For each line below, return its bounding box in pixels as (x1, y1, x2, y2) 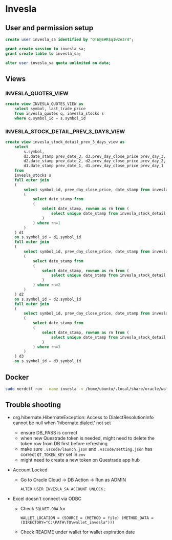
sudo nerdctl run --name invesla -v (5, 386, 83, 391)
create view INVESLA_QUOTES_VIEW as (5, 101, 83, 107)
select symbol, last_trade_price (14, 106, 86, 112)
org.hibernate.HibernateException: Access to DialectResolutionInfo (12, 414, 154, 420)
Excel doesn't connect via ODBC (12, 495, 82, 502)
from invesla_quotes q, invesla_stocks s (14, 111, 104, 116)
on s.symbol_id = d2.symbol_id (14, 297, 81, 302)
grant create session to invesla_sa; (5, 46, 86, 51)
